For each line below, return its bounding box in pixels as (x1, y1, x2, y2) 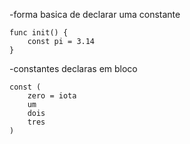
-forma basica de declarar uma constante (9, 9, 181, 20)
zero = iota (27, 91, 77, 101)
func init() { (9, 28, 69, 38)
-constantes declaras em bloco (9, 63, 138, 74)
